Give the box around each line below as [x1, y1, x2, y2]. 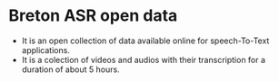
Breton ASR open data [8, 5, 178, 26]
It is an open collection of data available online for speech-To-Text [21, 35, 270, 46]
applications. [21, 44, 70, 55]
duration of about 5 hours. [21, 64, 120, 75]
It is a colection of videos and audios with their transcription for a [21, 54, 265, 65]
